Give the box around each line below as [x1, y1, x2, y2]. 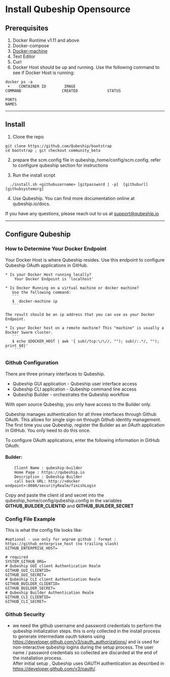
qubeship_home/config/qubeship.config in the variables [5, 498, 122, 503]
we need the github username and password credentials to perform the [12, 622, 162, 628]
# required [5, 555, 28, 560]
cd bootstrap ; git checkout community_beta [5, 148, 101, 153]
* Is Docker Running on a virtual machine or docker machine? [5, 285, 139, 291]
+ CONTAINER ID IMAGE [7, 84, 76, 89]
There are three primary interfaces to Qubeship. [5, 371, 105, 377]
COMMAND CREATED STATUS [5, 88, 121, 93]
